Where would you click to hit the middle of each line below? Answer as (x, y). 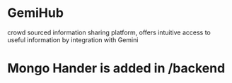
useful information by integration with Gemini (73, 39)
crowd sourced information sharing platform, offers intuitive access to (109, 32)
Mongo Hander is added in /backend (116, 69)
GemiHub (35, 13)
